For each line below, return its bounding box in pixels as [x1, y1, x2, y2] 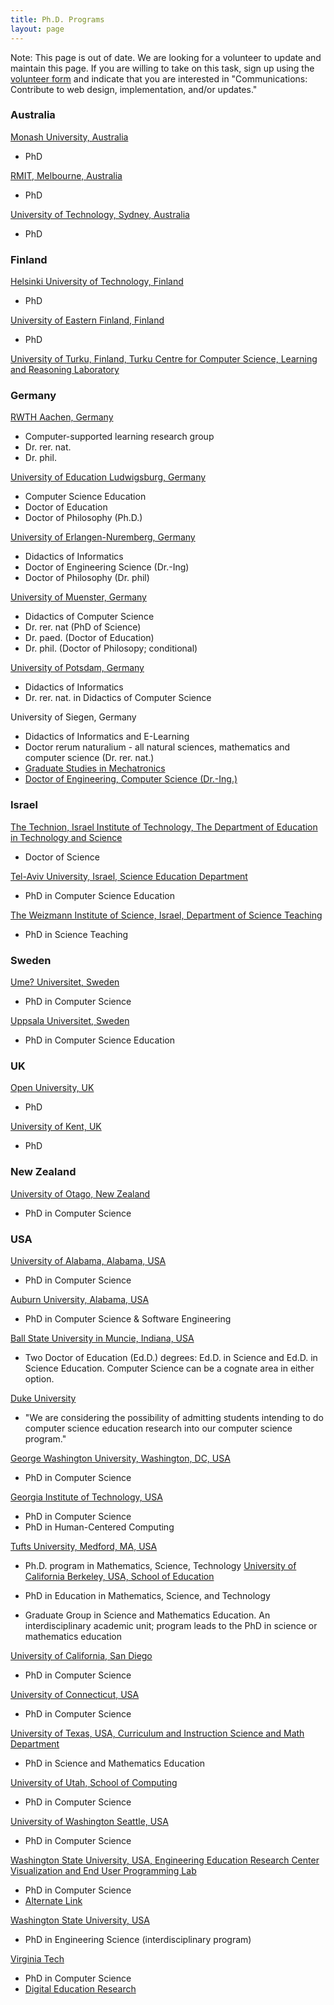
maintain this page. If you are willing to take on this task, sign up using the [10, 62, 315, 74]
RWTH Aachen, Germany [10, 411, 114, 423]
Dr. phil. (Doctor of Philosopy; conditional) [24, 642, 198, 655]
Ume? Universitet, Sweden [10, 976, 120, 988]
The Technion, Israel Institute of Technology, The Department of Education [10, 821, 318, 833]
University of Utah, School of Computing [10, 1776, 178, 1788]
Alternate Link [24, 1894, 83, 1906]
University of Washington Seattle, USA [10, 1815, 169, 1827]
